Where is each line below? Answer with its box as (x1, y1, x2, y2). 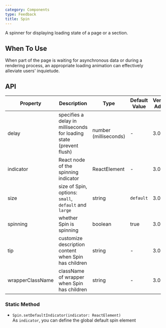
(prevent (58, 142, 79, 149)
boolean (92, 221, 112, 227)
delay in (58, 118, 77, 124)
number (92, 127, 111, 133)
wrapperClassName (7, 277, 54, 284)
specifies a (58, 112, 84, 118)
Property (20, 100, 41, 107)
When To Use (5, 44, 47, 52)
